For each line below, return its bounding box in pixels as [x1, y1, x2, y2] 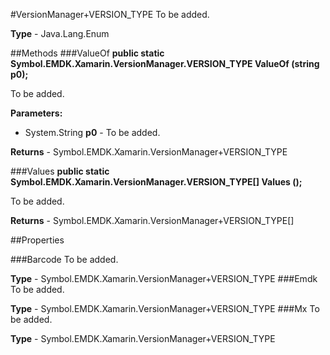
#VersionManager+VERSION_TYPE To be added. [10, 9, 210, 20]
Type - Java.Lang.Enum [10, 28, 110, 39]
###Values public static [10, 165, 110, 177]
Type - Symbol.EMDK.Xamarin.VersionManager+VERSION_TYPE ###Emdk [10, 273, 318, 284]
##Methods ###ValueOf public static [10, 47, 165, 59]
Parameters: [10, 107, 63, 119]
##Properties [10, 234, 65, 246]
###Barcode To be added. [10, 254, 119, 265]
